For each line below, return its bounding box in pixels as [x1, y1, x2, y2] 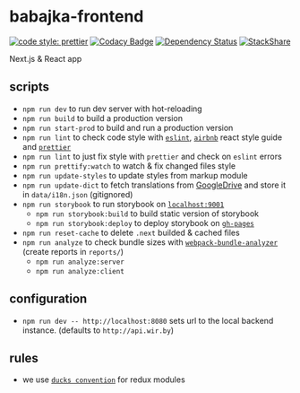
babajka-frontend [9, 6, 144, 27]
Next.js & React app [9, 53, 82, 64]
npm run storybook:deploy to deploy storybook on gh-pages [35, 217, 255, 228]
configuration [9, 292, 88, 307]
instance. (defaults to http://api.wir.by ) [21, 325, 175, 336]
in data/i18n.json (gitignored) [21, 188, 133, 199]
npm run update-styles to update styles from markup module [21, 170, 248, 180]
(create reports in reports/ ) [21, 246, 124, 257]
